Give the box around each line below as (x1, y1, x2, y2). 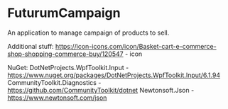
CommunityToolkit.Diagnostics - (7, 78, 102, 86)
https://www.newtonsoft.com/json (7, 93, 107, 102)
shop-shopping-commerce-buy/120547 (7, 50, 124, 58)
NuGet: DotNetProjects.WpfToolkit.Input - (7, 63, 129, 71)
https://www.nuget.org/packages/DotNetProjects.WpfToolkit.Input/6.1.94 (7, 71, 221, 79)
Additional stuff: (7, 42, 55, 50)
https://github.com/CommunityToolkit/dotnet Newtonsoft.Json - (7, 86, 195, 94)
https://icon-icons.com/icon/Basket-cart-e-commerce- (55, 42, 217, 50)
